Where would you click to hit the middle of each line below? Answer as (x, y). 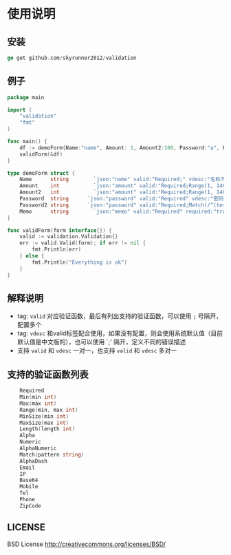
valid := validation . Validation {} (69, 237)
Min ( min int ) (38, 397)
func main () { (27, 142)
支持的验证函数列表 (48, 374)
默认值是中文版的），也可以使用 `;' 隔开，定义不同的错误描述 (101, 342)
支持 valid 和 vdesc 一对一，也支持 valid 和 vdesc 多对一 (97, 350)
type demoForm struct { (41, 173)
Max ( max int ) (38, 404)
